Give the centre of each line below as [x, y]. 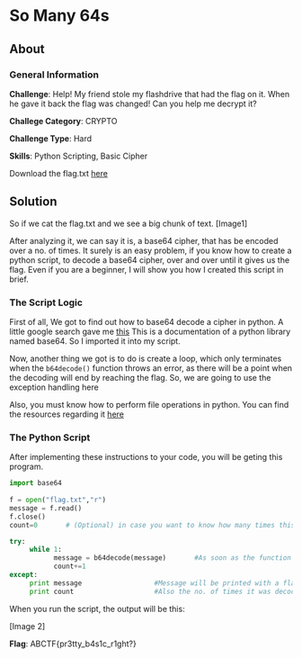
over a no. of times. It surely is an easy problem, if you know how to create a [151, 250]
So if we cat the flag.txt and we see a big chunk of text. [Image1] [129, 223]
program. [27, 467]
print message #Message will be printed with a [154, 583]
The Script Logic [46, 302]
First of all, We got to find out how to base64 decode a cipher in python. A [147, 321]
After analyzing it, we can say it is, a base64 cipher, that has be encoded [144, 240]
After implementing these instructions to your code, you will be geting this [146, 457]
